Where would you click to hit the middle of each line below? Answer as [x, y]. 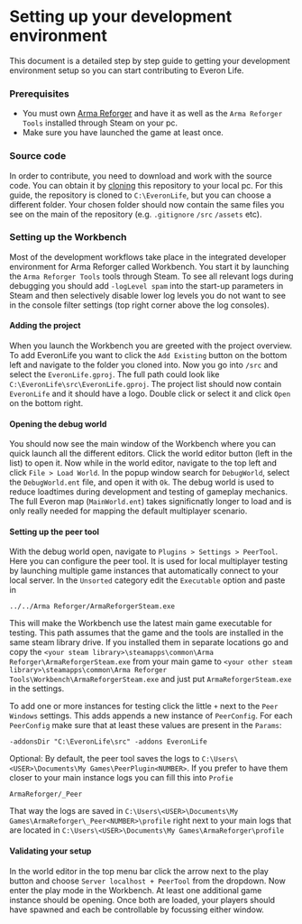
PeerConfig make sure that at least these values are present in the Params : [146, 725]
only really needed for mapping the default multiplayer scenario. [128, 511]
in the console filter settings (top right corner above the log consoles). [139, 305]
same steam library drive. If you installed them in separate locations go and [149, 642]
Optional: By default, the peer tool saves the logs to [105, 759]
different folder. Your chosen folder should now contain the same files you [147, 204]
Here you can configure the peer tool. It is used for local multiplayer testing [149, 561]
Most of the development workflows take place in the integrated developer [148, 257]
